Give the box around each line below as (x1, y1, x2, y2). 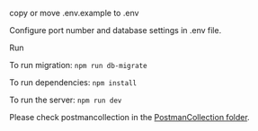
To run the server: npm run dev (9, 94, 122, 105)
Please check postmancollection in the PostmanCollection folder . (9, 112, 250, 122)
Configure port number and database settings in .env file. (9, 25, 222, 35)
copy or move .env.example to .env (9, 8, 139, 18)
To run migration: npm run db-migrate (9, 60, 147, 70)
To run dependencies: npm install (9, 77, 138, 88)
